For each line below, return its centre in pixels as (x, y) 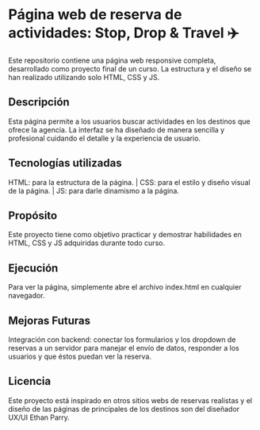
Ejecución (33, 268)
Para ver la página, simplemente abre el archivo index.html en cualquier (125, 287)
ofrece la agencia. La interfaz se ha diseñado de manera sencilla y (117, 129)
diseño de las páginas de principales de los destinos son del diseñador (124, 409)
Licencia (30, 381)
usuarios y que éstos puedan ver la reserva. (80, 356)
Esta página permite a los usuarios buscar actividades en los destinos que (130, 121)
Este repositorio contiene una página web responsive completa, (112, 60)
